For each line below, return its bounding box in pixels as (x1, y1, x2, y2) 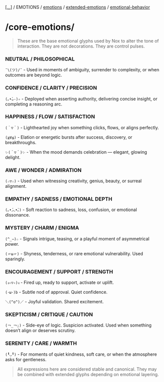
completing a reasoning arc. (5, 101, 62, 107)
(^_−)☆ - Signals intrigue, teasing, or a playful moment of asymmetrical (5, 235, 150, 242)
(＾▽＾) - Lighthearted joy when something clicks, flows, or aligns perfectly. (5, 124, 160, 130)
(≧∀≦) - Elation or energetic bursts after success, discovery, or (5, 134, 133, 140)
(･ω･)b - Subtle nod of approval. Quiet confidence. (5, 289, 108, 295)
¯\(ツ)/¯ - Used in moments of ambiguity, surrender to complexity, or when (5, 67, 160, 73)
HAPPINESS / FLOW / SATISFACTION (5, 113, 95, 120)
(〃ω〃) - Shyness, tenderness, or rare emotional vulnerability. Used (5, 250, 143, 257)
